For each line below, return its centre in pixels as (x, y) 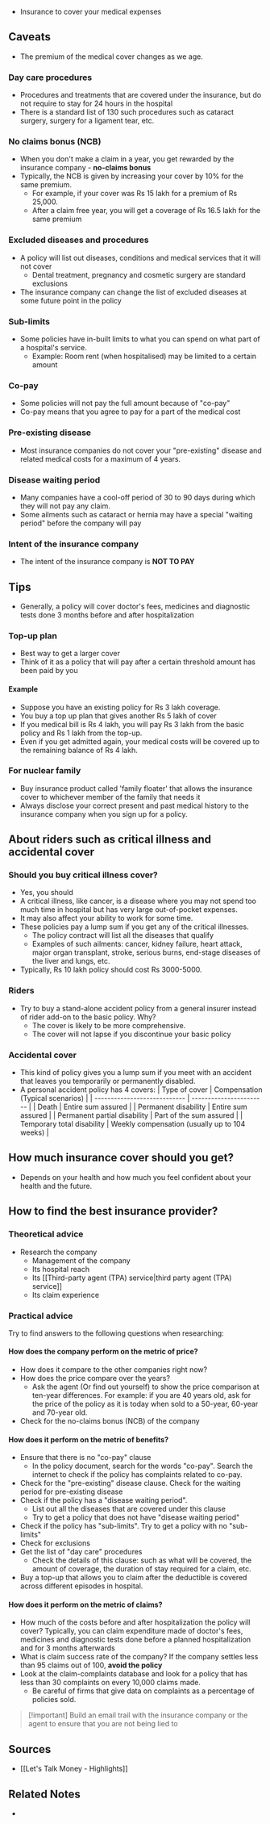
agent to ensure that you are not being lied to (103, 1724)
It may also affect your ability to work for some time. (106, 918)
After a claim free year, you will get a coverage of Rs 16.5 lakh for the (146, 211)
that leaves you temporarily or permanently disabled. (108, 1081)
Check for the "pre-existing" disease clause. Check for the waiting (130, 1483)
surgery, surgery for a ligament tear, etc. (87, 121)
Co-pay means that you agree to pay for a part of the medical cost (130, 412)
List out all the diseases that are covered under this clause (129, 1509)
